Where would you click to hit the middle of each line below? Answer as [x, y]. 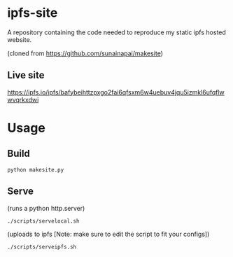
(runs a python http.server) [46, 208]
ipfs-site [33, 13]
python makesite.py [36, 169]
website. [20, 39]
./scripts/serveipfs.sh [42, 246]
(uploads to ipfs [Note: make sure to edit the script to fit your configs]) [108, 234]
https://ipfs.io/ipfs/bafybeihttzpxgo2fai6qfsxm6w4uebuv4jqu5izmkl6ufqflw [116, 92]
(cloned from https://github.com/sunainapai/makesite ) [85, 53]
